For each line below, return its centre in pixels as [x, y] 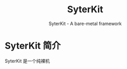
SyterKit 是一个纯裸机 [27, 61]
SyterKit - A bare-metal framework [85, 24]
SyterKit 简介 [33, 46]
